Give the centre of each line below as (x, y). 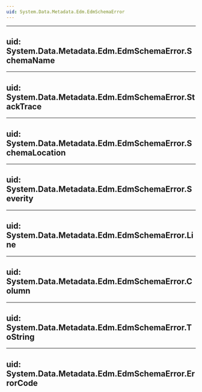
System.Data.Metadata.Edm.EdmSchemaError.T (99, 327)
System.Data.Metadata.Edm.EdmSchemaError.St (101, 97)
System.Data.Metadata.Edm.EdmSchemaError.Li (100, 236)
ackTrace (24, 107)
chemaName (31, 61)
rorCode (22, 383)
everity (20, 199)
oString (20, 337)
